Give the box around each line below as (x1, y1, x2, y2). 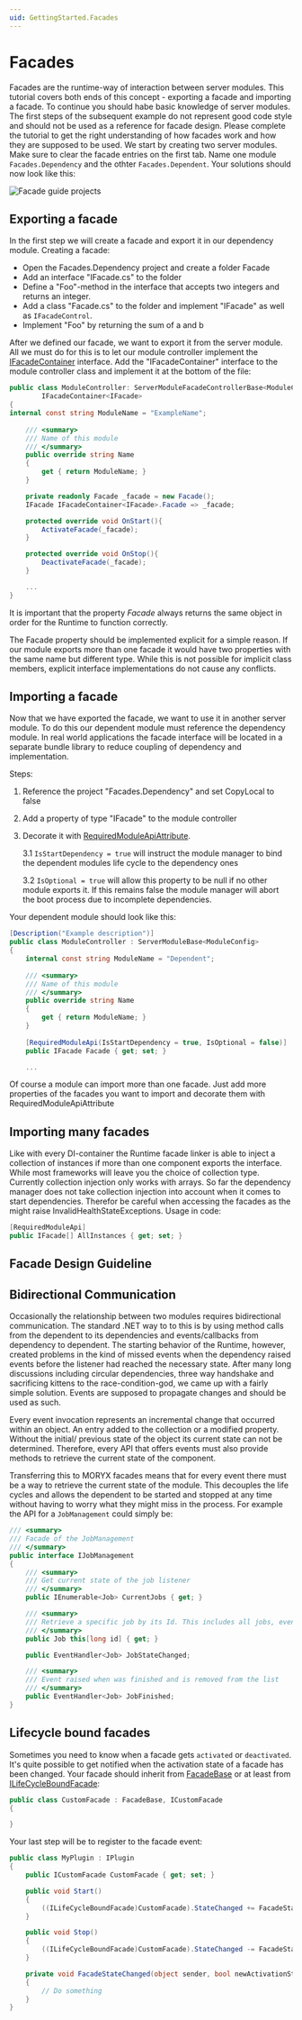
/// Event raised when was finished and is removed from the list (25, 1675, 280, 1685)
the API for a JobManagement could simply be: (9, 1508, 173, 1519)
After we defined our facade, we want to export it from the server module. (9, 337, 283, 348)
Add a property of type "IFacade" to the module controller (22, 813, 237, 824)
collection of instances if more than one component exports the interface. (9, 1158, 283, 1169)
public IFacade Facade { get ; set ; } (25, 1046, 167, 1055)
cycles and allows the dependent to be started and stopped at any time (9, 1489, 272, 1500)
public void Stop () (25, 1928, 99, 1937)
